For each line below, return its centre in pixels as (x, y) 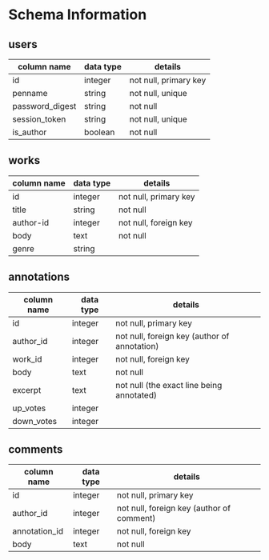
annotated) (137, 395)
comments (36, 450)
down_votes (35, 421)
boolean (99, 132)
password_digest (44, 106)
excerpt (27, 390)
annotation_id (38, 531)
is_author (30, 132)
